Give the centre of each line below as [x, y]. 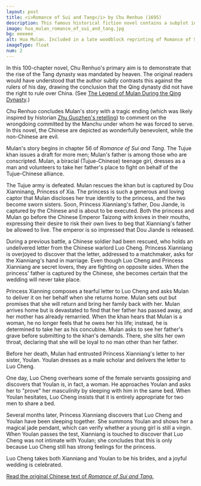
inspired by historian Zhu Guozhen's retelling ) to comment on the [86, 117]
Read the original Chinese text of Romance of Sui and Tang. [80, 476]
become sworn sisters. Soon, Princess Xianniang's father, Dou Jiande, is [96, 204]
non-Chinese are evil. [33, 136]
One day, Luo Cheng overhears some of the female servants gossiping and [99, 378]
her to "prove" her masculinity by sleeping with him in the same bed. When [98, 390]
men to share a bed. [31, 403]
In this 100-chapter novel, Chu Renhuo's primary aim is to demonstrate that [99, 68]
